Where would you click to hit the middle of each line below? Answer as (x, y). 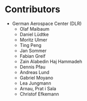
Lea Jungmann (35, 83)
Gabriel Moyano (36, 78)
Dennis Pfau (33, 67)
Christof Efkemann (39, 94)
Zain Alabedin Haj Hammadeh (51, 61)
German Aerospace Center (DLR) (47, 23)
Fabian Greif (33, 56)
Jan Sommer (33, 50)
